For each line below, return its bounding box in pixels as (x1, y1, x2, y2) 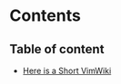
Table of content (9, 42, 105, 57)
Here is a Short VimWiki (22, 65, 112, 76)
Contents (9, 5, 82, 26)
